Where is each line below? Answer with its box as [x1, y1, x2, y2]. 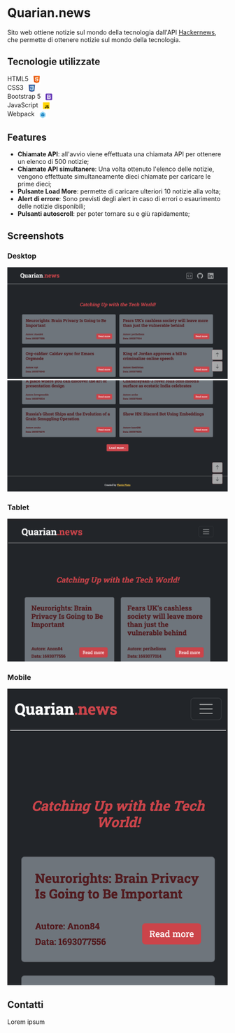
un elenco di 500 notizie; [17, 158, 90, 166]
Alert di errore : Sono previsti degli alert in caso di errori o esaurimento [17, 195, 221, 203]
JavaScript [7, 101, 38, 109]
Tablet [7, 502, 29, 512]
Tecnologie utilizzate [7, 56, 101, 68]
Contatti [7, 999, 44, 1011]
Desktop [7, 251, 37, 261]
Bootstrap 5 [7, 93, 41, 101]
